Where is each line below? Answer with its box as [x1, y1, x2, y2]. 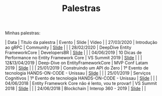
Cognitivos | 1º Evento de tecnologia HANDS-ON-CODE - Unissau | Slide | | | [5, 75, 158, 81]
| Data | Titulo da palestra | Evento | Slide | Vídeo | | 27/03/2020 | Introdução [5, 40, 158, 45]
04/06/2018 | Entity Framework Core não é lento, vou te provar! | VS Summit [5, 81, 157, 86]
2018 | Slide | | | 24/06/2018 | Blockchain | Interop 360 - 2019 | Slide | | [5, 85, 146, 92]
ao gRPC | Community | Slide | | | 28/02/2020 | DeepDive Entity [5, 44, 132, 51]
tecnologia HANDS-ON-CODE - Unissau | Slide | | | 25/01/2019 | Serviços [5, 70, 151, 76]
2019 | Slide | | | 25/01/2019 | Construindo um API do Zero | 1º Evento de [5, 65, 149, 71]
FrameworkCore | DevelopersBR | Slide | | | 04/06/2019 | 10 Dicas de [5, 50, 142, 55]
